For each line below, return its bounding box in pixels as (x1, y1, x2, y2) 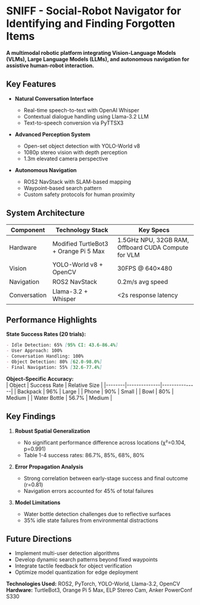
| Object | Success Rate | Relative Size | (6, 381, 103, 389)
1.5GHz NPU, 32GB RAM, (117, 235, 189, 244)
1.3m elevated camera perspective (23, 155, 108, 162)
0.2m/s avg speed (117, 277, 168, 286)
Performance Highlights (6, 315, 97, 325)
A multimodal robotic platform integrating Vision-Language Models (6, 49, 176, 56)
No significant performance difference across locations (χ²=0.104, (23, 439, 186, 446)
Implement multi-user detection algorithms (14, 550, 120, 557)
